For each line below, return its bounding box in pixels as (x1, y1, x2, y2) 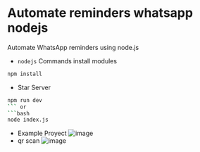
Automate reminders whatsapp (7, 5, 194, 21)
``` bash (7, 110, 30, 117)
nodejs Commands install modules (17, 56, 118, 65)
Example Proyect (17, 129, 67, 138)
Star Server (17, 83, 51, 91)
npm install (7, 70, 42, 77)
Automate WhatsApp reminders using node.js (7, 43, 139, 51)
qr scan (17, 137, 40, 145)
